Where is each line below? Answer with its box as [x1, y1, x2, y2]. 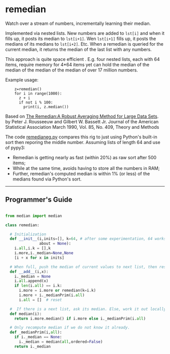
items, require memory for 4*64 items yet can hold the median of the [5, 61, 150, 67]
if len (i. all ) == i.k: [14, 283, 62, 289]
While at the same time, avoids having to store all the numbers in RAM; [12, 165, 160, 171]
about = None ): [39, 241, 71, 246]
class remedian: [5, 222, 39, 228]
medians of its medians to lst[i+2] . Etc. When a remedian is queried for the [5, 41, 163, 47]
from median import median [5, 213, 62, 219]
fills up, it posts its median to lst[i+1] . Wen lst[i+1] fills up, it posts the [5, 36, 156, 42]
